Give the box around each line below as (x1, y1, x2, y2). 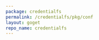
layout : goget (5, 19, 41, 25)
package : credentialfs (5, 8, 62, 15)
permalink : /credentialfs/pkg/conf (5, 14, 94, 20)
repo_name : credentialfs (5, 25, 67, 31)
